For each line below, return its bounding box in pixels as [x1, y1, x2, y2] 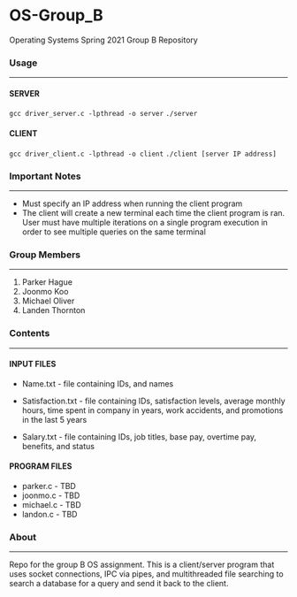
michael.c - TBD [21, 499, 81, 509]
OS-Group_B [9, 5, 103, 26]
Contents [9, 327, 50, 340]
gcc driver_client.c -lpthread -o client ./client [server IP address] [9, 149, 277, 158]
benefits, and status [21, 440, 95, 451]
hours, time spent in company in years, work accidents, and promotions [21, 404, 284, 416]
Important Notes [9, 170, 81, 182]
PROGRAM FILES [9, 461, 72, 471]
